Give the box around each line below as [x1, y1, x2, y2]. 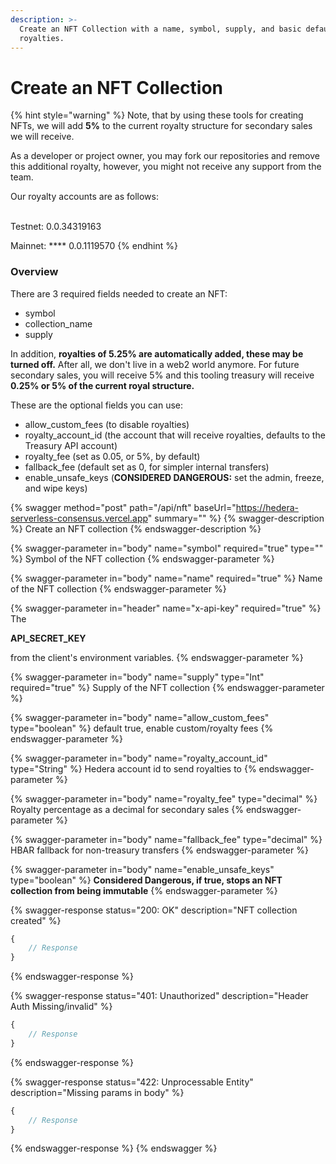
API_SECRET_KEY [10, 632, 87, 644]
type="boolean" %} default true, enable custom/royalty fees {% [10, 722, 274, 734]
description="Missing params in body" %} [10, 1086, 185, 1098]
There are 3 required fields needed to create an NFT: [10, 287, 228, 300]
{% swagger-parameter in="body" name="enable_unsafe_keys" [10, 863, 275, 875]
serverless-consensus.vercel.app [10, 512, 148, 524]
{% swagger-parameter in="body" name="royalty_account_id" [10, 752, 268, 764]
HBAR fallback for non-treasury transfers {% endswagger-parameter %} [10, 844, 309, 856]
